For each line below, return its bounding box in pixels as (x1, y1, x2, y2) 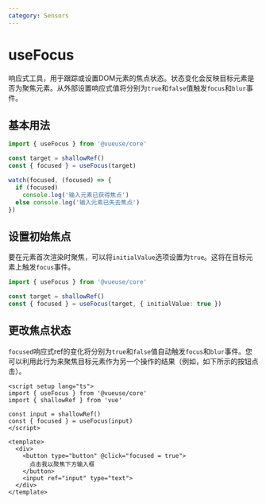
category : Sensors (8, 11, 69, 20)
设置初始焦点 (8, 230, 71, 243)
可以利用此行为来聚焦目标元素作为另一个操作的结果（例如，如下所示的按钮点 (8, 356, 259, 366)
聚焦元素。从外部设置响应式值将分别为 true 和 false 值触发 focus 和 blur (21, 83, 246, 92)
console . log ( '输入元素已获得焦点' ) (22, 191, 129, 199)
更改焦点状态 (8, 324, 71, 338)
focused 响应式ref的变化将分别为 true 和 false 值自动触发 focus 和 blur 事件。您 (8, 347, 253, 356)
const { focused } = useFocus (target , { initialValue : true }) (8, 300, 222, 308)
